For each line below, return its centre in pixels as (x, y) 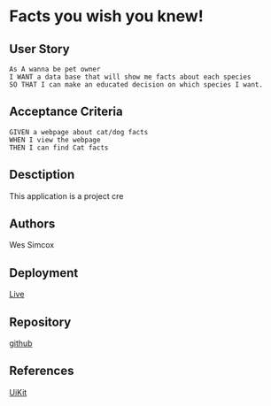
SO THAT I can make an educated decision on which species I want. (136, 85)
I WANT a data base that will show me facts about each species (130, 77)
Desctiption (42, 175)
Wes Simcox (32, 245)
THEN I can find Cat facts (59, 148)
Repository (40, 322)
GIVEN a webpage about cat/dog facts (79, 132)
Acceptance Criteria (66, 112)
